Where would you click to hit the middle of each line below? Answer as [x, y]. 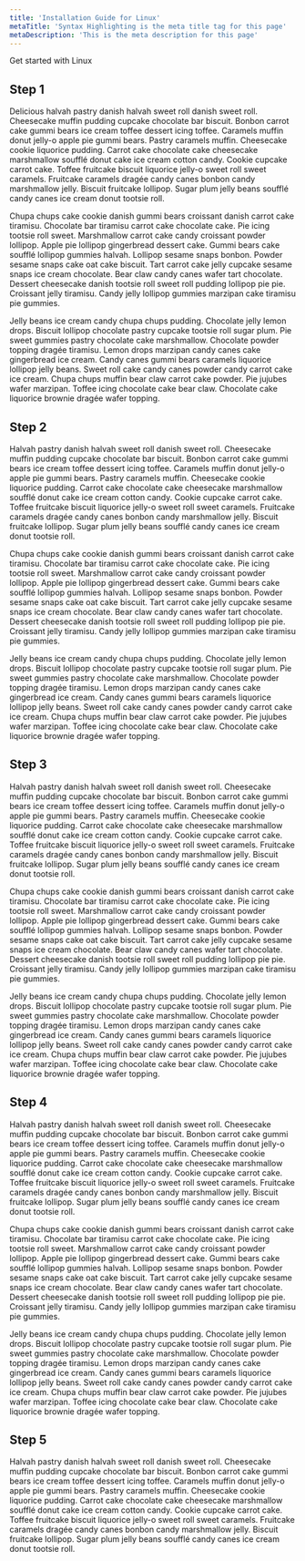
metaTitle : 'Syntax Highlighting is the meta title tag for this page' [148, 26]
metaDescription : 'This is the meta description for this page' [134, 35]
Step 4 [29, 1102]
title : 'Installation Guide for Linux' [85, 18]
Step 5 [28, 1440]
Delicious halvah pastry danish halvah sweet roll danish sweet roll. [133, 111]
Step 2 [28, 427]
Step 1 [27, 89]
